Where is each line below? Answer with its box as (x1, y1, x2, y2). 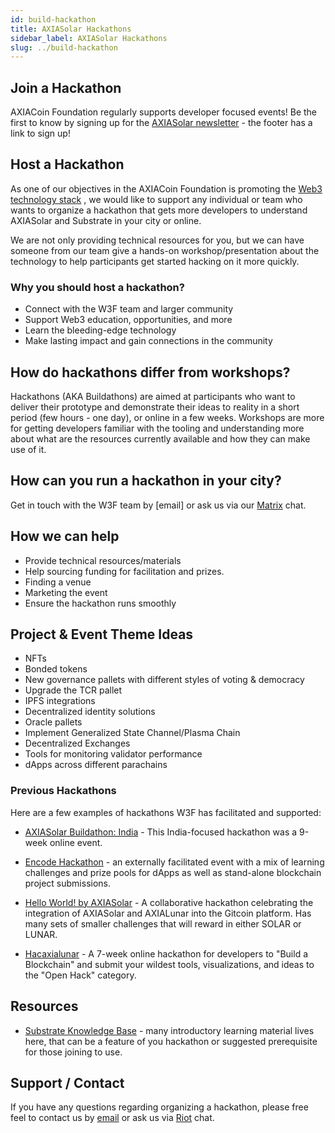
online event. (49, 836, 103, 848)
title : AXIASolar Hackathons (10, 24, 132, 34)
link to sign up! (10, 127, 71, 140)
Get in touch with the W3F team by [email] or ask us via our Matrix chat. (10, 499, 307, 511)
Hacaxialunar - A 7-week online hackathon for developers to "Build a (24, 947, 309, 960)
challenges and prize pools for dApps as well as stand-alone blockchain (24, 866, 322, 878)
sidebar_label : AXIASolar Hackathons (10, 33, 168, 43)
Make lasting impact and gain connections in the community (24, 335, 273, 347)
